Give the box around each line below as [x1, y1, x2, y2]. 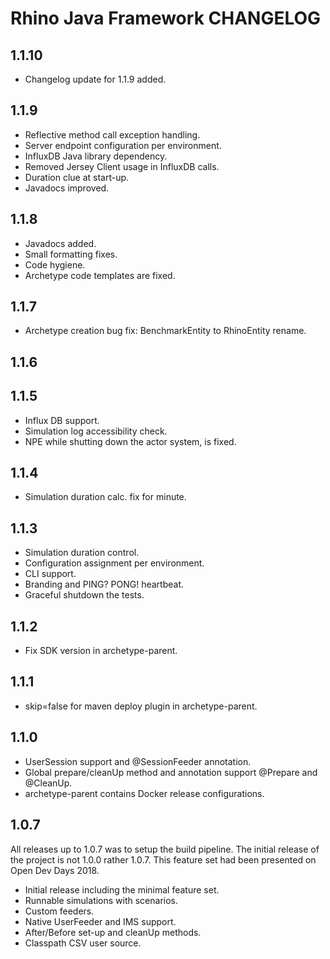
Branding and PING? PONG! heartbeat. [24, 578, 185, 591]
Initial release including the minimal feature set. [24, 883, 220, 896]
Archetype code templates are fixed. [24, 269, 176, 281]
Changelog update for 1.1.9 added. [24, 73, 167, 85]
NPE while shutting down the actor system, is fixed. [24, 435, 237, 447]
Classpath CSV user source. [24, 937, 142, 949]
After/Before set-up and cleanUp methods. [24, 926, 202, 938]
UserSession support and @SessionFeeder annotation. [24, 755, 252, 767]
